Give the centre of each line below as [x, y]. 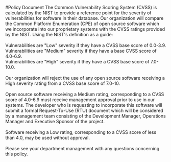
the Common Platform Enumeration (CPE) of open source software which [82, 24]
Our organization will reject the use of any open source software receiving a [85, 78]
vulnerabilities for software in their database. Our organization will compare [84, 18]
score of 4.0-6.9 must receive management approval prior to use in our [80, 100]
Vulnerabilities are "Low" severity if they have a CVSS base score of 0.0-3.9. [86, 45]
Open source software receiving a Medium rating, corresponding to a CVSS [85, 94]
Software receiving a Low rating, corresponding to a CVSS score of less [81, 132]
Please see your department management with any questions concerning [82, 148]
